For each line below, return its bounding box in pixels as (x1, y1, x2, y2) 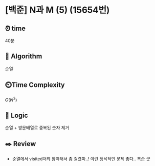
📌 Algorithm (5, 52, 43, 61)
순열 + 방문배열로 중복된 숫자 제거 (5, 125, 69, 131)
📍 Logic (5, 111, 28, 120)
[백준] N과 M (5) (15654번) (5, 4, 110, 16)
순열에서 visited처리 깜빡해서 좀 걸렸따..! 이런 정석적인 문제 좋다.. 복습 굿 (12, 156, 151, 162)
